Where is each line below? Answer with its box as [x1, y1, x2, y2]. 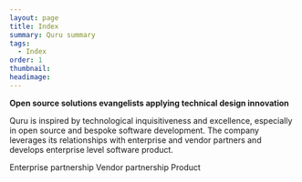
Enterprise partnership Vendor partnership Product [9, 161, 201, 173]
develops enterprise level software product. [9, 144, 173, 155]
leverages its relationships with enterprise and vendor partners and [9, 134, 262, 146]
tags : [9, 38, 30, 48]
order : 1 [9, 56, 43, 65]
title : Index [9, 22, 59, 31]
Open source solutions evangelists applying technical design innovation [9, 97, 289, 108]
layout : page [9, 13, 59, 23]
